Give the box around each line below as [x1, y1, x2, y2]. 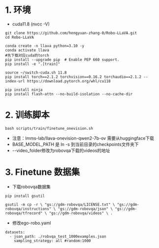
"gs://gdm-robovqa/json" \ [57, 206, 113, 211]
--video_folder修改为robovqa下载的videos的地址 [12, 147, 110, 153]
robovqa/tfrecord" [5, 211, 43, 216]
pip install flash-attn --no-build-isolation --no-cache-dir [5, 91, 133, 96]
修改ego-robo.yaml [12, 220, 52, 226]
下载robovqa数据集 [12, 184, 51, 190]
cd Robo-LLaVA [5, 35, 34, 40]
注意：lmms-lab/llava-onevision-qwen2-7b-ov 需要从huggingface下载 [12, 135, 155, 141]
